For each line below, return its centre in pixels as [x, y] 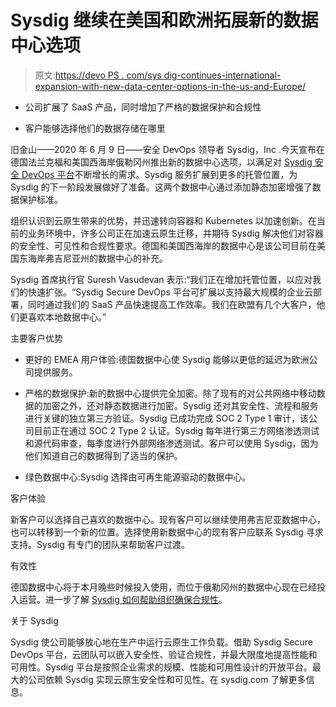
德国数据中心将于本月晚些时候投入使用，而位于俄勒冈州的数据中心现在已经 [163, 587]
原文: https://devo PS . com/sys [98, 75]
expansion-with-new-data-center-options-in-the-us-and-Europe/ [170, 86]
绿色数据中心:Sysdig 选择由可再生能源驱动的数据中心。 [138, 477]
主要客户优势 [36, 338]
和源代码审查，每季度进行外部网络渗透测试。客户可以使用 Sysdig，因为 [171, 443]
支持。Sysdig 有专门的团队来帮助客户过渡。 [100, 544]
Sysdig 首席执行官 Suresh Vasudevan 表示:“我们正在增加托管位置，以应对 [161, 279]
